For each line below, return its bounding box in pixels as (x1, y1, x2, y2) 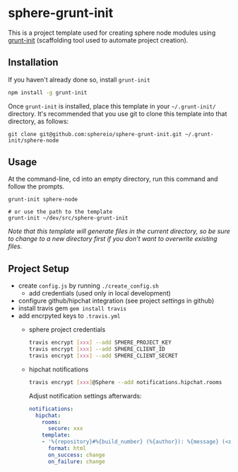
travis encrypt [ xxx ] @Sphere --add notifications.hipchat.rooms (28, 378, 222, 386)
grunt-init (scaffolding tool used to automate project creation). (8, 35, 189, 44)
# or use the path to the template (8, 208, 113, 215)
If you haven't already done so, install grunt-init (8, 75, 150, 84)
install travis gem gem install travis (18, 304, 126, 313)
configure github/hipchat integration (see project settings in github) (18, 296, 215, 305)
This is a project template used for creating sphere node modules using (8, 28, 216, 37)
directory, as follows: (8, 117, 69, 125)
